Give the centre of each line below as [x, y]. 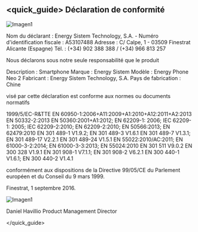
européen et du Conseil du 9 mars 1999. [56, 176]
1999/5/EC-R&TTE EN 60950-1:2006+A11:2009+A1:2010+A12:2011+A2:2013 [99, 114]
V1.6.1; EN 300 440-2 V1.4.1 [40, 158]
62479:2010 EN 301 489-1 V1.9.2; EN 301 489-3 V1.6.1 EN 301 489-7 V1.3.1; [98, 133]
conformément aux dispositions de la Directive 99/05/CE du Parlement [93, 170]
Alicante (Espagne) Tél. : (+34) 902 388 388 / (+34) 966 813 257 [86, 48]
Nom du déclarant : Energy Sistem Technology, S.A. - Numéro [83, 36]
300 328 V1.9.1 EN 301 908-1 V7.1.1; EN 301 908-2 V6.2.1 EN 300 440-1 [93, 152]
